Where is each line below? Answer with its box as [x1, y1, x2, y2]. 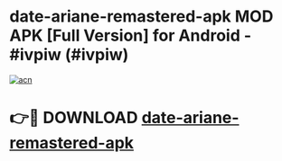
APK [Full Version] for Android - [9, 25, 252, 46]
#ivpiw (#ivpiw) [9, 45, 129, 65]
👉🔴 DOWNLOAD [9, 108, 138, 128]
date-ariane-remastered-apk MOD [9, 6, 274, 27]
